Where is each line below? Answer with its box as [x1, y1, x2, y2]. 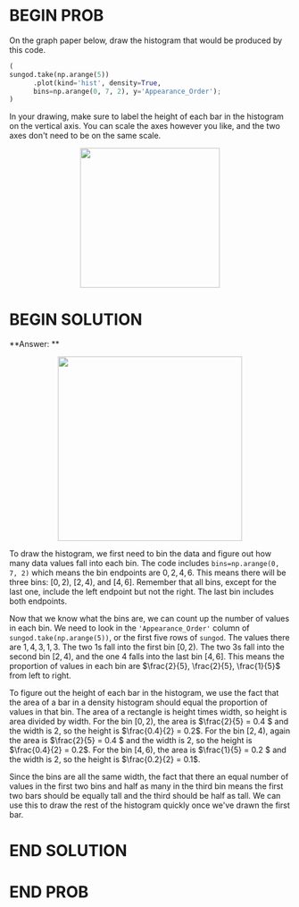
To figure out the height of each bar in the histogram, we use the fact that [9, 688, 279, 699]
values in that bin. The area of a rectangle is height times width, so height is [9, 707, 287, 717]
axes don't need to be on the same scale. [9, 131, 162, 141]
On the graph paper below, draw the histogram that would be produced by [9, 35, 283, 46]
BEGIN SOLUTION [9, 309, 143, 329]
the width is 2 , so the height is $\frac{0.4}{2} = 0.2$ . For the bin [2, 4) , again [9, 725, 291, 736]
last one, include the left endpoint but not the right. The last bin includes [9, 587, 274, 598]
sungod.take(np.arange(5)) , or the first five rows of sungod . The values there [9, 632, 290, 643]
